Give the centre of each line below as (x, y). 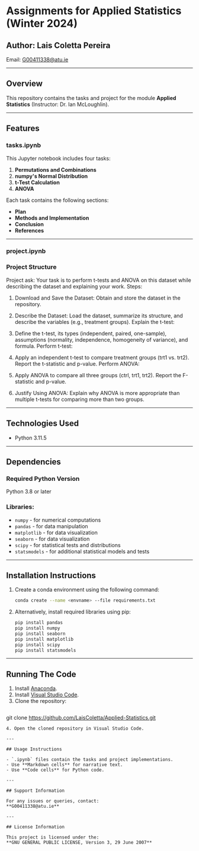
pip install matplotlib (44, 639)
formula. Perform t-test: (44, 346)
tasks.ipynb (24, 145)
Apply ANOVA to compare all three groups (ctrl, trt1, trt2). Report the (98, 375)
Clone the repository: (41, 701)
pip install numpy (37, 628)
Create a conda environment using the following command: (87, 590)
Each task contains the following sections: (57, 200)
